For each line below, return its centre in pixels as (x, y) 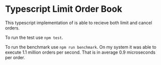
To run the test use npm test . (34, 37)
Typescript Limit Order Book (64, 9)
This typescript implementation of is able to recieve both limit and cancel (79, 23)
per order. (15, 57)
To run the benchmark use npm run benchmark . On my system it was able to (81, 47)
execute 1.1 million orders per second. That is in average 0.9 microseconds (80, 52)
